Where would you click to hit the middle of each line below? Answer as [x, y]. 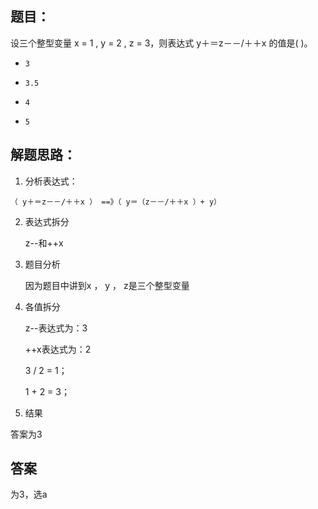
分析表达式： [51, 181]
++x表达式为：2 [58, 349]
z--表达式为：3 [56, 328]
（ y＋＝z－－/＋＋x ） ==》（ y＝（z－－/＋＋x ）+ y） [116, 202]
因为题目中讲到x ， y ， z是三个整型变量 [107, 285]
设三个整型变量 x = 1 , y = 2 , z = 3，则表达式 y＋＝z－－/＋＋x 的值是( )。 [161, 43]
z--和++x [44, 243]
